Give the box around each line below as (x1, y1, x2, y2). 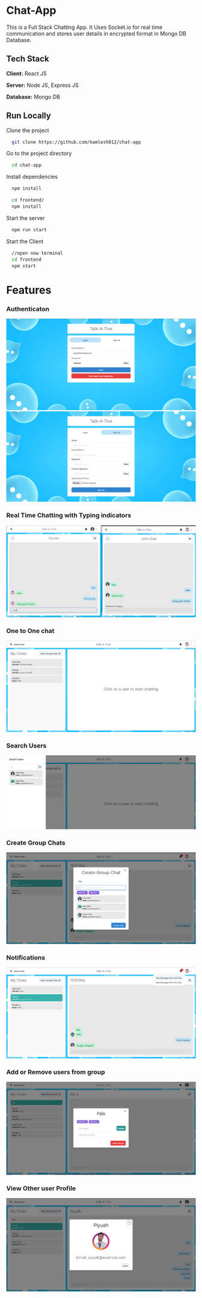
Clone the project (6, 126, 49, 134)
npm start (11, 263, 36, 269)
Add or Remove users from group (6, 1068, 105, 1076)
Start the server (6, 214, 45, 222)
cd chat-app (11, 162, 42, 169)
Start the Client (6, 237, 44, 245)
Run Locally (6, 111, 51, 121)
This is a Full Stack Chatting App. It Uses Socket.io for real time (6, 23, 163, 31)
